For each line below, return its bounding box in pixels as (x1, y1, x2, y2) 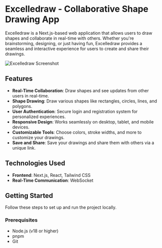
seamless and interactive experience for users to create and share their (5, 46, 149, 51)
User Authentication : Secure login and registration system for (12, 108, 138, 114)
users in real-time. (12, 93, 49, 99)
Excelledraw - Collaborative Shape (5, 3, 148, 15)
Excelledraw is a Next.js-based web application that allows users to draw (5, 30, 153, 36)
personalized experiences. (12, 114, 66, 120)
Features (5, 74, 33, 83)
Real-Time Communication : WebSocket (12, 177, 93, 183)
